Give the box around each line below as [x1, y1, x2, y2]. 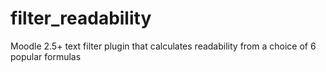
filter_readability [10, 7, 152, 30]
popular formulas [10, 50, 82, 62]
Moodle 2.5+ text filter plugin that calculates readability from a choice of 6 [10, 40, 317, 52]
